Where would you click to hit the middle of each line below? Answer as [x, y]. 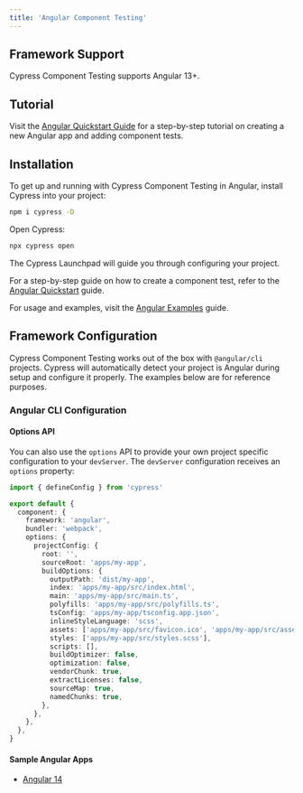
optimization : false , [90, 663]
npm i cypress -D [42, 212]
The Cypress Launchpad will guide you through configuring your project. [145, 263]
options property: [42, 471]
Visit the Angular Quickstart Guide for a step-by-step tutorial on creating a [147, 126]
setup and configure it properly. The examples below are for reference [140, 377]
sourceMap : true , [82, 688]
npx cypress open [42, 246]
